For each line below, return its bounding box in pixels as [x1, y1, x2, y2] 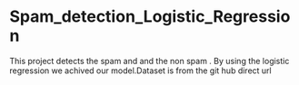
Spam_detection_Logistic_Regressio [9, 6, 291, 27]
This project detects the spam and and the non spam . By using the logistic [9, 55, 290, 66]
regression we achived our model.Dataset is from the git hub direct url [9, 65, 272, 76]
